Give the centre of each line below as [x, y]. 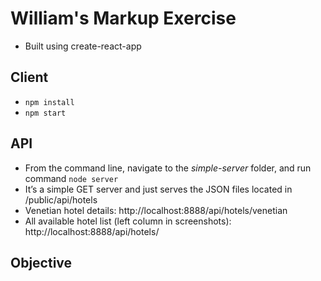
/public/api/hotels [61, 199]
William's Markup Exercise [123, 18]
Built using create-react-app [83, 46]
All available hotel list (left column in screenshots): [128, 221]
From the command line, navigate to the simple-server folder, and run [168, 168]
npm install [49, 102]
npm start [45, 113]
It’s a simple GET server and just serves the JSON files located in [158, 189]
